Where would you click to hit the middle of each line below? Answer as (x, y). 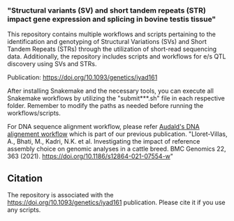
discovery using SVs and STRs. (52, 64)
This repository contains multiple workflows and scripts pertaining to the (112, 34)
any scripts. (24, 210)
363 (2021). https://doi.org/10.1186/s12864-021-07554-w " (90, 156)
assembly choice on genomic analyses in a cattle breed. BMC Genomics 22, (117, 149)
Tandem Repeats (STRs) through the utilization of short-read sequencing (112, 49)
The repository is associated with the (60, 195)
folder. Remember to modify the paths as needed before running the (105, 106)
